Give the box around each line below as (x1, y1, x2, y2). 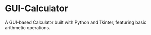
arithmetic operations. (5, 24, 50, 30)
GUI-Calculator (5, 3, 68, 14)
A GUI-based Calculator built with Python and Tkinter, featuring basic (5, 19, 147, 25)
